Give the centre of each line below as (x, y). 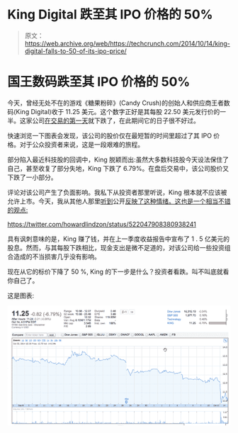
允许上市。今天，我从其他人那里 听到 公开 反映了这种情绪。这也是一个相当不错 (119, 201)
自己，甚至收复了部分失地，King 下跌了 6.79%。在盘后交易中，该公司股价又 (118, 168)
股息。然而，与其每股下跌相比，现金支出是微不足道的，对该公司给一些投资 (116, 247)
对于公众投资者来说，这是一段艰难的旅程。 (81, 144)
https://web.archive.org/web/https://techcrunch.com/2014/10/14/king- (127, 43)
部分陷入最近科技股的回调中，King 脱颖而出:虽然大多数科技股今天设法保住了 (118, 159)
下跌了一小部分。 (32, 177)
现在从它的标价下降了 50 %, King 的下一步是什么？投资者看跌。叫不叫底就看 (118, 271)
